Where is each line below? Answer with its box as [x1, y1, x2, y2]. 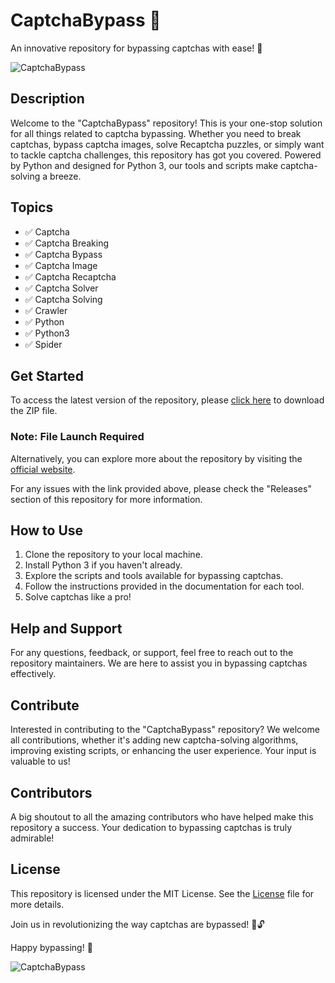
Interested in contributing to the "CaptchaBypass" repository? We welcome [10, 724, 320, 736]
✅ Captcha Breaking [24, 237, 110, 249]
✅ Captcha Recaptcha [24, 270, 117, 283]
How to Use [10, 522, 84, 539]
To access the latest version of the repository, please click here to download [10, 394, 325, 406]
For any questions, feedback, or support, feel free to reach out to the [10, 647, 294, 659]
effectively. [10, 668, 57, 680]
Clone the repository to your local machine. [24, 549, 203, 561]
